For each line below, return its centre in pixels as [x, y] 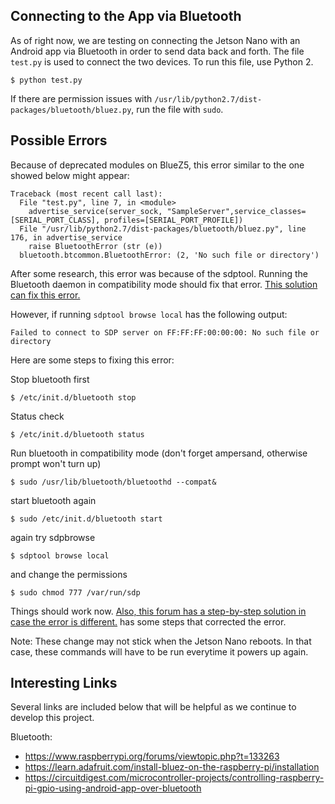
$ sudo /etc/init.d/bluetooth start [86, 519]
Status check [37, 416]
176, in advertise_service [66, 237]
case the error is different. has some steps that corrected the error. [148, 621]
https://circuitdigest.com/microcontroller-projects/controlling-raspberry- [174, 778]
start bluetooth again [53, 500]
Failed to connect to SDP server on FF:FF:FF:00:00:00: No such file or [165, 332]
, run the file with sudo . [177, 109]
